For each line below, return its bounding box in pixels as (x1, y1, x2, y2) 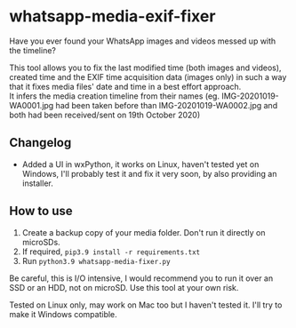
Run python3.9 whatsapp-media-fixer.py (21, 255, 171, 266)
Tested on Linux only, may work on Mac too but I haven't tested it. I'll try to (9, 300, 283, 310)
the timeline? (9, 44, 56, 55)
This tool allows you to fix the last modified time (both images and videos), (9, 62, 282, 73)
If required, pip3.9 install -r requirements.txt (21, 246, 201, 257)
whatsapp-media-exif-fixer (9, 6, 216, 27)
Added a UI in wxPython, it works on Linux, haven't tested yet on (21, 158, 260, 170)
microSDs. (21, 236, 60, 247)
